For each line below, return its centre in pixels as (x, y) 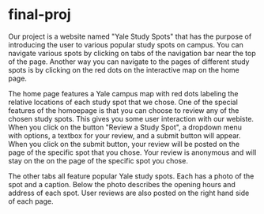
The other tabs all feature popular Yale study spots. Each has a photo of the (131, 176)
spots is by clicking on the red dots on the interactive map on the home (124, 69)
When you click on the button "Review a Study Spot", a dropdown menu (125, 127)
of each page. (31, 201)
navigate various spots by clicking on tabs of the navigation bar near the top (132, 53)
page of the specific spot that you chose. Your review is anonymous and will (132, 152)
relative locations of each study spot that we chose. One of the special (123, 102)
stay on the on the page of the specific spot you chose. (98, 160)
